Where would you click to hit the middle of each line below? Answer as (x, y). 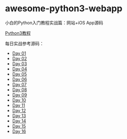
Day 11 (19, 105)
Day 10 (19, 100)
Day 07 (19, 84)
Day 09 (19, 95)
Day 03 (19, 64)
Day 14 (19, 121)
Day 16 (19, 131)
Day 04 (20, 69)
